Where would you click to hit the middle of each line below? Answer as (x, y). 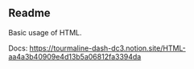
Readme (29, 13)
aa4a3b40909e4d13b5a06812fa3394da (75, 56)
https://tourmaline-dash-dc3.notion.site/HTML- (108, 48)
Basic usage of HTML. (45, 32)
